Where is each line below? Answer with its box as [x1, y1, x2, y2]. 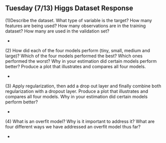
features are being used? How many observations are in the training [5, 23, 146, 29]
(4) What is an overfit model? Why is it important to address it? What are [5, 118, 155, 124]
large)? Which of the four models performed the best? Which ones [5, 53, 143, 59]
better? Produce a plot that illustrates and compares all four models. [5, 63, 146, 69]
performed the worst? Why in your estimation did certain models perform [5, 58, 157, 64]
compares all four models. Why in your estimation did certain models [5, 93, 148, 99]
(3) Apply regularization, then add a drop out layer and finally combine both [5, 83, 161, 89]
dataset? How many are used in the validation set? [5, 28, 110, 34]
